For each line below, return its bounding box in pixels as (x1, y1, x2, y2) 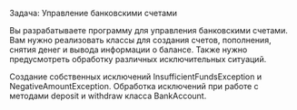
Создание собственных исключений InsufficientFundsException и (9, 71, 262, 82)
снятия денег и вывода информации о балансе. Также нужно (9, 44, 248, 55)
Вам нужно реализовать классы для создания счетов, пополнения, (9, 35, 272, 45)
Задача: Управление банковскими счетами (9, 8, 178, 18)
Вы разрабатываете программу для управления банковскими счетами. (9, 25, 288, 35)
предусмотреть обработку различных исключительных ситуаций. (9, 54, 267, 64)
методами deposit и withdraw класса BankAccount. (9, 90, 207, 101)
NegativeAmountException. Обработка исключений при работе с (9, 81, 259, 91)
